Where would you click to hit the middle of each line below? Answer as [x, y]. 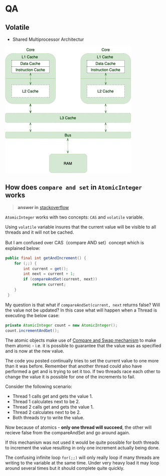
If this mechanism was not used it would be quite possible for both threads [82, 442]
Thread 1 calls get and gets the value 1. [53, 396]
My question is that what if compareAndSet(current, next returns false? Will [83, 305]
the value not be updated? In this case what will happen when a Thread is [81, 310]
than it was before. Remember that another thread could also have [73, 366]
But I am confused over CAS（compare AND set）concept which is [75, 242]
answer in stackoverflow [43, 207]
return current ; [49, 284]
